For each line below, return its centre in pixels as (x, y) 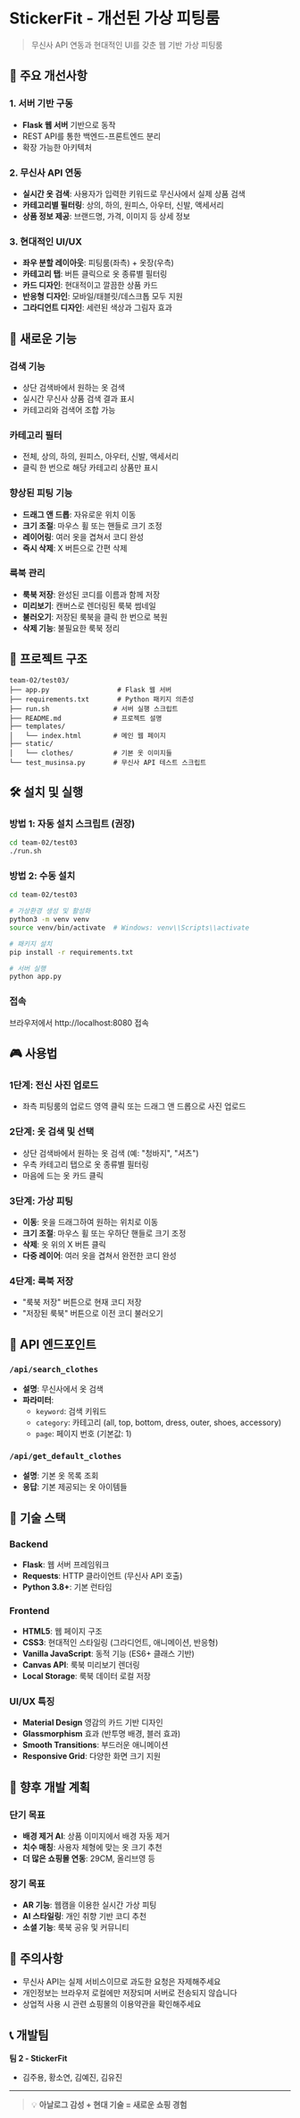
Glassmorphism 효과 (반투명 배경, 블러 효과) (101, 1734)
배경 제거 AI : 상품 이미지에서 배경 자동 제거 (96, 1836)
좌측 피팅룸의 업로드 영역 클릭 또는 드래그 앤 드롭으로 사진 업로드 (134, 1106)
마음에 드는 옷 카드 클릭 (63, 1175)
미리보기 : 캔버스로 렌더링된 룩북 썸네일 (89, 605)
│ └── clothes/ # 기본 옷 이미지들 (91, 753)
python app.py (36, 977)
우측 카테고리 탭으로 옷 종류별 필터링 (85, 1164)
